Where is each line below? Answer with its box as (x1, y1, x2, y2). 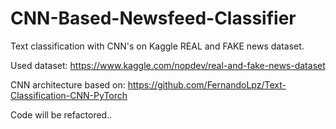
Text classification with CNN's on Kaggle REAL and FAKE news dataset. (10, 40, 305, 52)
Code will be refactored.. (10, 108, 113, 121)
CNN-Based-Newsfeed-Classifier (10, 7, 297, 30)
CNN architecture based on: (10, 78, 126, 91)
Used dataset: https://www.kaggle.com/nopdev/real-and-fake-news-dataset (10, 59, 326, 71)
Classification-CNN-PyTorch (10, 89, 128, 101)
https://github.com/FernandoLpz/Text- (127, 78, 287, 91)
